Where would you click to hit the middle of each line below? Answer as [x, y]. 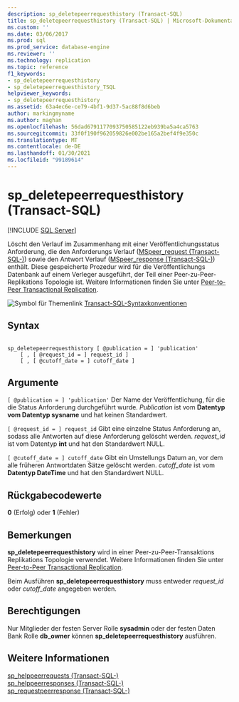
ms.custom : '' [28, 27]
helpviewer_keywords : [39, 93]
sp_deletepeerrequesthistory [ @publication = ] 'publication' [103, 348]
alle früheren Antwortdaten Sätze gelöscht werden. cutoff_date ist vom [111, 465]
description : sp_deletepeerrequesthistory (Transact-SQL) [95, 14]
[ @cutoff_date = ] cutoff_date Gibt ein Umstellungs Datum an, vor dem [115, 458]
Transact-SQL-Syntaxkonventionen [136, 303]
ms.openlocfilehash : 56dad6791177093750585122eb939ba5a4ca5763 [103, 127]
